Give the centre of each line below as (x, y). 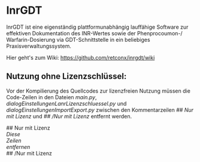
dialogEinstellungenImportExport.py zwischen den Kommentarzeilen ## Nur (100, 110)
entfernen (18, 146)
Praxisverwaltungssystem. (39, 46)
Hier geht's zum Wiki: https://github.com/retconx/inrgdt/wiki (81, 57)
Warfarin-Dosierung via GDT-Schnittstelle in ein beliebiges (78, 39)
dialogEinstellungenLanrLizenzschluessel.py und (66, 103)
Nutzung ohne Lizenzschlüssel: (66, 76)
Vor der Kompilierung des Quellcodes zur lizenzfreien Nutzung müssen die (98, 91)
